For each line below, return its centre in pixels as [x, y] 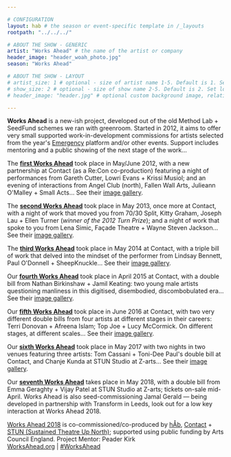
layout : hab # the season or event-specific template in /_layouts [106, 26]
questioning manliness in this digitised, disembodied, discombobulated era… [115, 291]
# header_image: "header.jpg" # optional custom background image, [106, 96]
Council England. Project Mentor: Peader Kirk [71, 439]
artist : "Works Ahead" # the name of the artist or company [95, 51]
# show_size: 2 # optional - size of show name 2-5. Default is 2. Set [112, 89]
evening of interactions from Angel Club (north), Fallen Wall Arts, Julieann [111, 186]
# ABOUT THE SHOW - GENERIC [47, 45]
